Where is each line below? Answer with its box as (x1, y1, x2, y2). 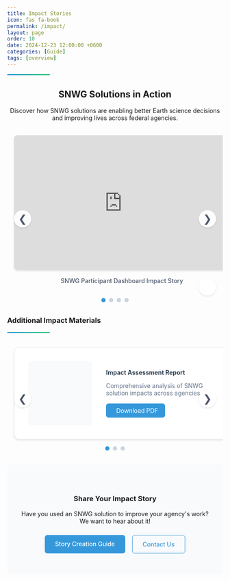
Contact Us (142, 540, 175, 548)
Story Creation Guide (55, 540, 115, 548)
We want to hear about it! (79, 517, 151, 525)
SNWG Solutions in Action (58, 88, 172, 100)
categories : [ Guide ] (7, 49, 66, 56)
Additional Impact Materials (7, 316, 101, 326)
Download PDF (116, 406, 159, 415)
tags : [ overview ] (7, 55, 57, 62)
